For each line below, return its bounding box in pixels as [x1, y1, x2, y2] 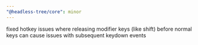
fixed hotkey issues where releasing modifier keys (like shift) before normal [6, 25, 192, 32]
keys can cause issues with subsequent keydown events [6, 31, 146, 39]
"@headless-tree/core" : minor [6, 8, 82, 15]
